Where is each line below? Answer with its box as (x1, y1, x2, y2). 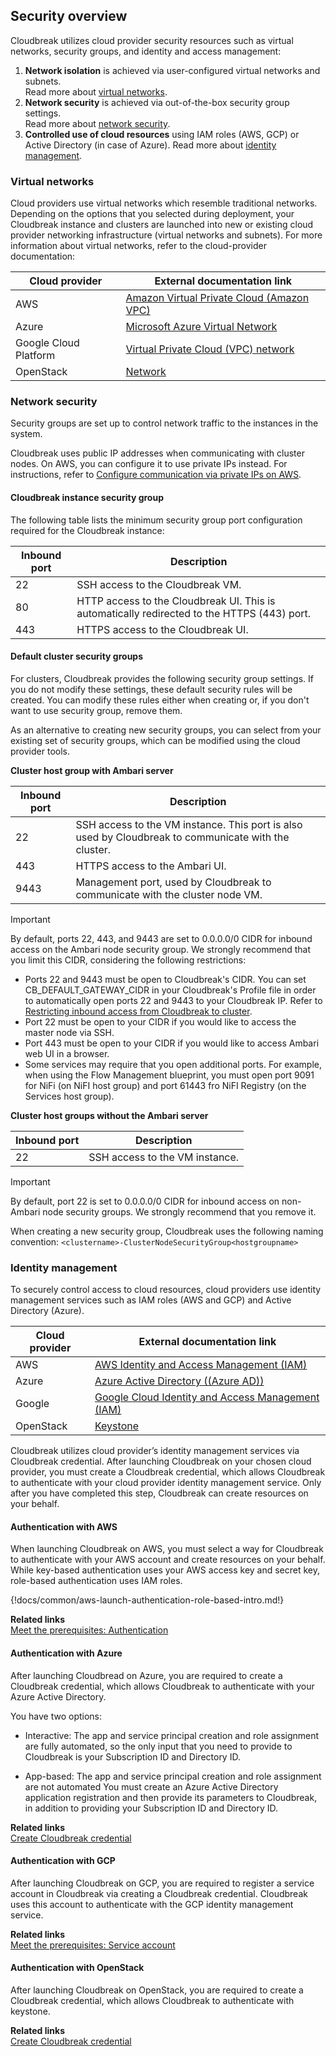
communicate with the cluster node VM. (75, 887, 263, 901)
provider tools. (10, 745, 70, 757)
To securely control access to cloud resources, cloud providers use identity (10, 1284, 322, 1296)
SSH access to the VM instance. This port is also (75, 817, 303, 831)
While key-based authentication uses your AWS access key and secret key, (10, 1564, 321, 1576)
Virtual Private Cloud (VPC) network (125, 342, 295, 356)
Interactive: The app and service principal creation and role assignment (24, 1729, 320, 1741)
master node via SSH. (24, 1026, 115, 1038)
